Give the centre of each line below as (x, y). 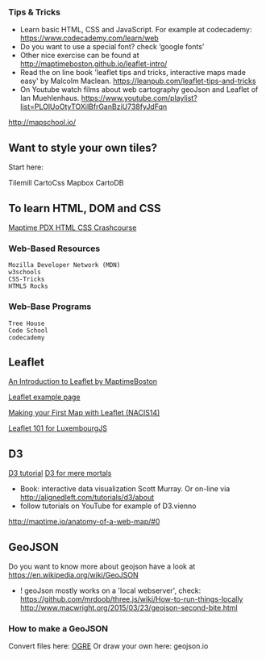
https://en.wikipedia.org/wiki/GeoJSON (73, 574)
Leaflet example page (44, 397)
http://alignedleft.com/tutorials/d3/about (87, 498)
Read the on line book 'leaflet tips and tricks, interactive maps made (133, 73)
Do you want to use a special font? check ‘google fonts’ (112, 47)
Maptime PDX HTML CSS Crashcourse (73, 227)
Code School (28, 330)
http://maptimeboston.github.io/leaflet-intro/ (94, 64)
